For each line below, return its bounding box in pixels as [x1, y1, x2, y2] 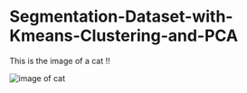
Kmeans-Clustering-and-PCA [9, 25, 238, 46]
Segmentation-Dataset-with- [9, 6, 233, 27]
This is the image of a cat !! [9, 55, 110, 66]
